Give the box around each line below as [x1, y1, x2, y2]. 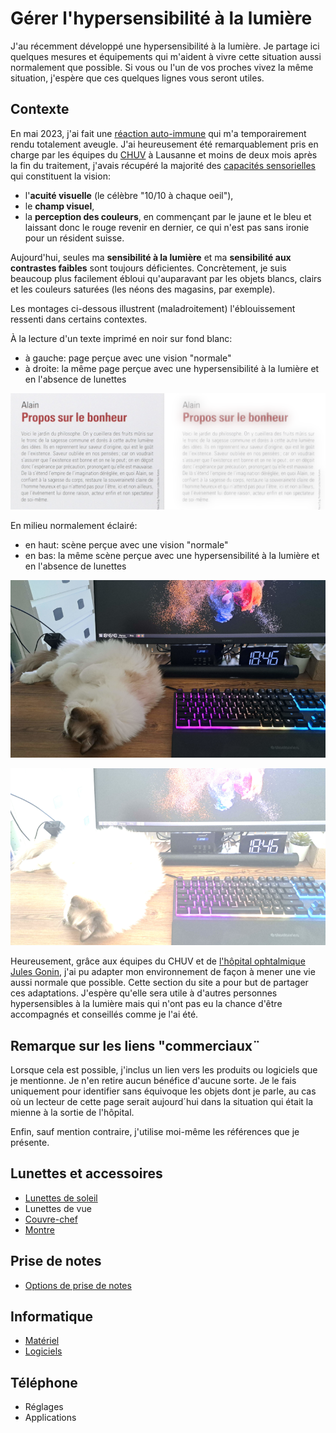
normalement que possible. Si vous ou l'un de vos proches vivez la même [10, 61, 314, 73]
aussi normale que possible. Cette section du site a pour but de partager [10, 977, 309, 989]
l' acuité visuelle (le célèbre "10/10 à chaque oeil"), [24, 189, 234, 201]
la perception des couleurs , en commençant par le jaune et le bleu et [24, 210, 312, 222]
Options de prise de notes [24, 1279, 132, 1291]
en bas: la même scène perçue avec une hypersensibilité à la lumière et [24, 549, 320, 561]
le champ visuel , [24, 200, 95, 212]
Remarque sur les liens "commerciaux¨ [10, 1037, 262, 1054]
